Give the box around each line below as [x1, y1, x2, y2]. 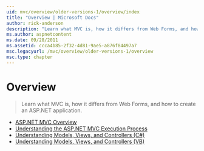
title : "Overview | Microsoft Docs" [6, 15, 99, 21]
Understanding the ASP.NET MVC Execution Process [15, 125, 148, 132]
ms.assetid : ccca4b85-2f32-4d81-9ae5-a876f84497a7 [6, 43, 137, 49]
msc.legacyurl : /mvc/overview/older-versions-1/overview [6, 49, 154, 55]
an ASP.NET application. [21, 107, 83, 114]
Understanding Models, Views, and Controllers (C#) [15, 131, 145, 138]
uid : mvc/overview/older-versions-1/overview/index [6, 8, 140, 15]
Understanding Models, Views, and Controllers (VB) [15, 138, 144, 145]
